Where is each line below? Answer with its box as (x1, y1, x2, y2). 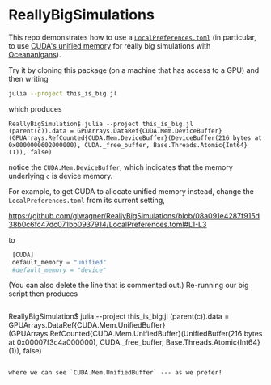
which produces (8, 104, 62, 114)
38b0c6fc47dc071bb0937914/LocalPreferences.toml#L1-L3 (8, 219, 207, 229)
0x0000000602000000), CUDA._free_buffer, (8, 141, 150, 149)
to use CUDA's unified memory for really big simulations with (8, 40, 211, 50)
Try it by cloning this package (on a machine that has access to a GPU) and (8, 65, 260, 74)
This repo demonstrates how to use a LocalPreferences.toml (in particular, (8, 32, 256, 42)
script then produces (8, 289, 78, 298)
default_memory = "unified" (11, 258, 107, 266)
